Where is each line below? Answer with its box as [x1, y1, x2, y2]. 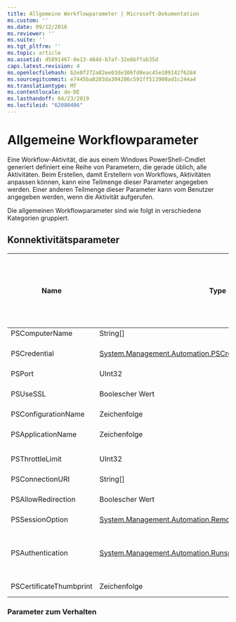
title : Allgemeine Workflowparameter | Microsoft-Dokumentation [7, 10, 199, 18]
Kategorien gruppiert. [7, 214, 70, 222]
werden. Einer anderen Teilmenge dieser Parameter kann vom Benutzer [7, 185, 214, 193]
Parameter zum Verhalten [7, 607, 97, 616]
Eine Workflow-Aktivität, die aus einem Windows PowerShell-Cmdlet [7, 155, 206, 164]
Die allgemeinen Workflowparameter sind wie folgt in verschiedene [7, 206, 202, 214]
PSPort [11, 368, 34, 378]
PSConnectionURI [11, 474, 70, 484]
